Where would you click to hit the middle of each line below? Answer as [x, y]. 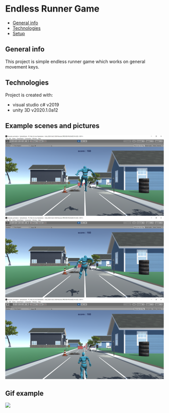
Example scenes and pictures [52, 126]
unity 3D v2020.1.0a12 [35, 110]
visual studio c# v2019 [36, 104]
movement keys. [22, 67]
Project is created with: [29, 95]
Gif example [24, 393]
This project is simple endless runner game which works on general [75, 62]
